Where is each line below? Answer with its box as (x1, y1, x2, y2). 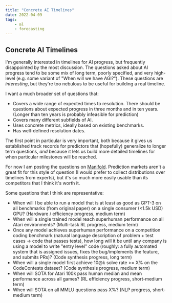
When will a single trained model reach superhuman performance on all (12, 216, 164, 222)
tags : (5, 17, 17, 22)
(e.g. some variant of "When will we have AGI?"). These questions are (16, 75, 163, 81)
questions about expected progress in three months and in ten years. (12, 106, 159, 112)
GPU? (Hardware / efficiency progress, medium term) (12, 211, 125, 217)
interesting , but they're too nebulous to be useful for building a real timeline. (5, 80, 165, 87)
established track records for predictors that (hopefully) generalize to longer (5, 143, 166, 149)
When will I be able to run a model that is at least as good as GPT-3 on (12, 200, 161, 206)
